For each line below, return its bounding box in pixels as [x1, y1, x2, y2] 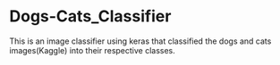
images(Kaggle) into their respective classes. [9, 45, 176, 55]
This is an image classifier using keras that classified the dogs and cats [9, 36, 272, 46]
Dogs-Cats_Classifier [9, 6, 172, 27]
